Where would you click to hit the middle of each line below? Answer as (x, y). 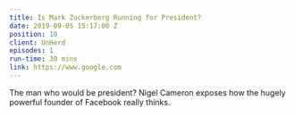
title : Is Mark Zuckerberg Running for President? (105, 17)
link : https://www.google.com (66, 68)
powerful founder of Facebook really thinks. (90, 102)
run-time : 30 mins (43, 59)
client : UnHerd (38, 42)
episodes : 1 (31, 51)
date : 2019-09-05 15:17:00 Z (63, 26)
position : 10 (34, 34)
